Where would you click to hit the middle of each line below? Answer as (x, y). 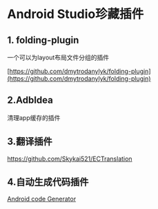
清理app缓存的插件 (34, 117)
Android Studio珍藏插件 (76, 14)
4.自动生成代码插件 (48, 182)
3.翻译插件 (30, 142)
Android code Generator (42, 199)
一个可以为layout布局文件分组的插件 (58, 57)
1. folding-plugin (43, 40)
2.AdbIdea (30, 100)
